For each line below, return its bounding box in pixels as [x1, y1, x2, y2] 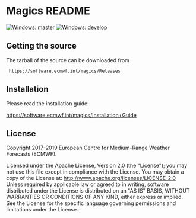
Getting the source [6, 41, 77, 51]
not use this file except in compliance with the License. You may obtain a [6, 168, 184, 175]
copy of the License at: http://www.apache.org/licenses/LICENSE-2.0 [6, 175, 176, 182]
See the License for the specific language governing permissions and [6, 200, 176, 207]
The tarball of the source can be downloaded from [6, 56, 129, 63]
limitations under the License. [6, 206, 78, 213]
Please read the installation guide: [6, 100, 89, 107]
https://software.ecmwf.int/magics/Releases [8, 68, 121, 74]
